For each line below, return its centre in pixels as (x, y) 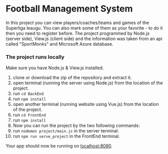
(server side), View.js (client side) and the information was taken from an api (84, 39)
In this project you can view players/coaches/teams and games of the (77, 23)
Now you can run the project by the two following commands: (76, 125)
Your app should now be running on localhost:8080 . (59, 146)
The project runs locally (35, 57)
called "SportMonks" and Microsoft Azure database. (59, 44)
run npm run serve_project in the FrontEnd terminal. (66, 136)
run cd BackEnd (28, 94)
